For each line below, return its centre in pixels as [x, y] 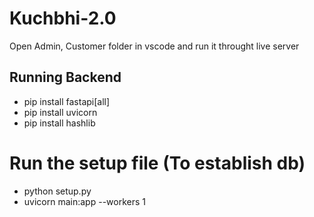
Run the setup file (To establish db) [157, 163]
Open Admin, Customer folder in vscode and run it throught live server [154, 46]
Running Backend [65, 77]
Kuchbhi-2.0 [63, 18]
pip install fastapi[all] [67, 101]
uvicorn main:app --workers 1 [84, 201]
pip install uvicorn [60, 112]
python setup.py [57, 191]
